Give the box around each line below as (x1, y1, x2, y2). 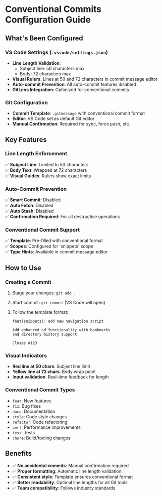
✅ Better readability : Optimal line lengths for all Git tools (12, 479, 128, 485)
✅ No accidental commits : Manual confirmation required (12, 462, 129, 469)
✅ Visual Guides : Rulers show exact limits (5, 173, 91, 179)
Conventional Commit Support (5, 227, 80, 234)
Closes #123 (12, 341, 37, 346)
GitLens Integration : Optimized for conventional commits (12, 86, 129, 93)
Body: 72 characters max (19, 71, 71, 77)
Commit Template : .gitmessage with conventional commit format (12, 111, 145, 117)
